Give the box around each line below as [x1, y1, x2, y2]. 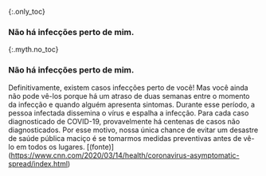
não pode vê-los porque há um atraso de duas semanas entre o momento [8, 91, 250, 100]
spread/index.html [8, 158, 68, 168]
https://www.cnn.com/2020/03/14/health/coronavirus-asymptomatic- [10, 151, 241, 160]
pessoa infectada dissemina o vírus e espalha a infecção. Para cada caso [8, 108, 249, 118]
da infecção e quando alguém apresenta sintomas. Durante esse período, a [8, 100, 256, 109]
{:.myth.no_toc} [8, 45, 59, 54]
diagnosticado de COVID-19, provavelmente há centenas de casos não [8, 116, 241, 126]
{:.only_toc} [8, 7, 45, 16]
